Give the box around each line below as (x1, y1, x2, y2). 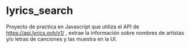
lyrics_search (6, 4, 73, 17)
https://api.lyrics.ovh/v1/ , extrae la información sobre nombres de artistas (6, 29, 184, 36)
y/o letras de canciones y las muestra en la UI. (6, 35, 118, 42)
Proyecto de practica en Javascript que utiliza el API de (6, 23, 139, 30)
